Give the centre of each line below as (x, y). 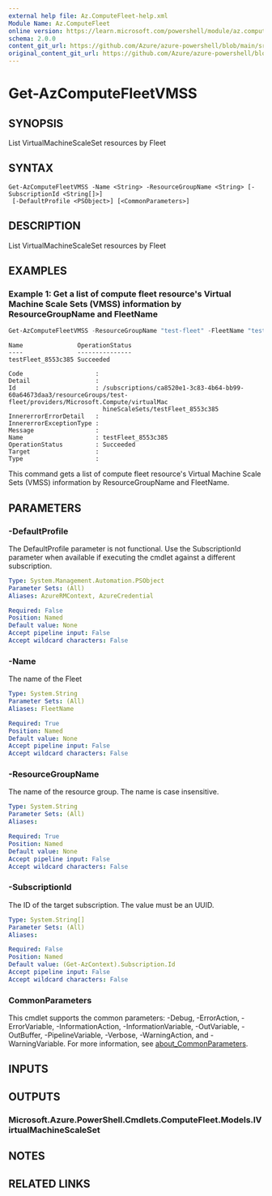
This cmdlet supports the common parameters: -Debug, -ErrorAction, (124, 1018)
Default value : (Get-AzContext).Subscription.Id (92, 964)
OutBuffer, (25, 1035)
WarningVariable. (37, 1044)
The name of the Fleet (45, 679)
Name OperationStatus (70, 346)
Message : (54, 431)
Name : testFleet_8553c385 (88, 438)
